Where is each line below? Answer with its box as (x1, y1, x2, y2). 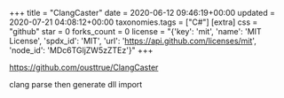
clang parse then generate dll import (9, 79, 143, 89)
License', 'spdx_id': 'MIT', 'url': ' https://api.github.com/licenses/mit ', (9, 35, 257, 46)
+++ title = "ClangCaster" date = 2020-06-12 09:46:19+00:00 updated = (9, 8, 276, 18)
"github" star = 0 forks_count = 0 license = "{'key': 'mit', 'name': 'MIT (9, 26, 262, 36)
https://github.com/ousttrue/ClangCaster (9, 62, 159, 72)
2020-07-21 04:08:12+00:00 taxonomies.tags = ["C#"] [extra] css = (9, 17, 258, 27)
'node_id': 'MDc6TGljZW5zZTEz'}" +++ (9, 45, 154, 56)
